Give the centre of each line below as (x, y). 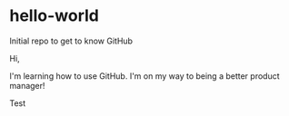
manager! (27, 85)
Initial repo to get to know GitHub (71, 41)
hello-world (55, 16)
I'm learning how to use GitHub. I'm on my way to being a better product (144, 76)
